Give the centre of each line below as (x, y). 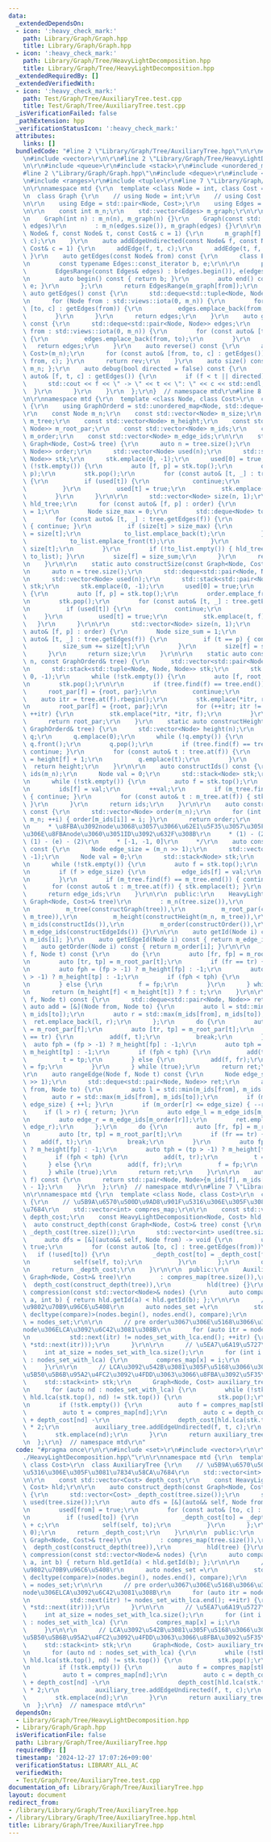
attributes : (36, 136)
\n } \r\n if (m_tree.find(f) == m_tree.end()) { (131, 879)
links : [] (40, 143)
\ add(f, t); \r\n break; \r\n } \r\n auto (138, 1142)
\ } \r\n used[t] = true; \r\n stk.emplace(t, (138, 616)
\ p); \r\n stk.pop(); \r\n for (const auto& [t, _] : (138, 474)
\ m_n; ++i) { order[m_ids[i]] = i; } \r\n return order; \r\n (137, 819)
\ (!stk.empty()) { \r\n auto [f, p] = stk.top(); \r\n (127, 466)
